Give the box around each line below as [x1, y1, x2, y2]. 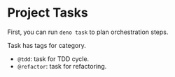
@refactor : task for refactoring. [17, 62, 107, 70]
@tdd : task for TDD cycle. [17, 54, 90, 63]
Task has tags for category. [7, 41, 86, 49]
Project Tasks [7, 5, 89, 21]
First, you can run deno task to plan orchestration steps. [7, 28, 169, 36]
